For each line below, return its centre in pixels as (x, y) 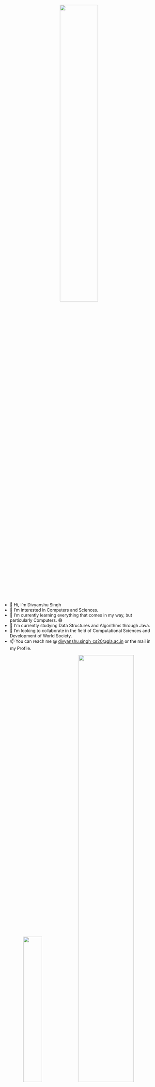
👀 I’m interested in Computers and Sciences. (54, 610)
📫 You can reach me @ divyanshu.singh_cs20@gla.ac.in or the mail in (80, 641)
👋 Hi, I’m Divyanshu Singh (35, 605)
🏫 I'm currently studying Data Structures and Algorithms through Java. (80, 625)
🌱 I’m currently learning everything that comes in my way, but (71, 615)
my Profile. (20, 648)
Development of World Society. (41, 636)
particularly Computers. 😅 (36, 620)
